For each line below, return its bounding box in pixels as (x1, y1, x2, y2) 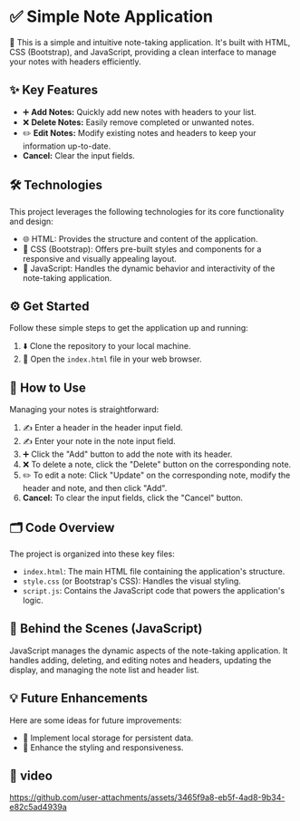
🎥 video (9, 768, 53, 784)
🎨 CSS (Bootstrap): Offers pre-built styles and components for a (22, 243, 262, 255)
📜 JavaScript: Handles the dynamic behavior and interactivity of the (22, 263, 276, 274)
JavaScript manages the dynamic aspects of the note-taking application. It (9, 645, 288, 656)
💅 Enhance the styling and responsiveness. (22, 741, 184, 753)
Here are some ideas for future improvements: (9, 714, 182, 726)
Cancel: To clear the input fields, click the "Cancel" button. (22, 492, 243, 504)
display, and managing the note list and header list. (9, 664, 199, 675)
